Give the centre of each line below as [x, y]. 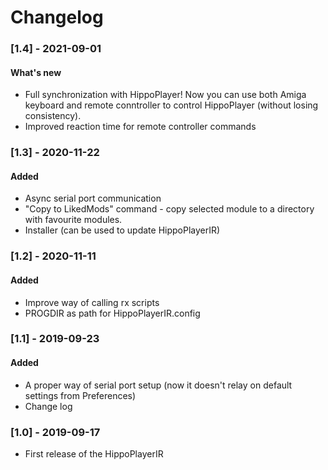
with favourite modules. [73, 220]
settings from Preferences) [80, 395]
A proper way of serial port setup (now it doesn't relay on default [158, 385]
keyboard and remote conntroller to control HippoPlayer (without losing [171, 105]
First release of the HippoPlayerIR [94, 453]
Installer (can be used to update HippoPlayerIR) [122, 230]
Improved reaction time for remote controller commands [140, 127]
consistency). [53, 116]
